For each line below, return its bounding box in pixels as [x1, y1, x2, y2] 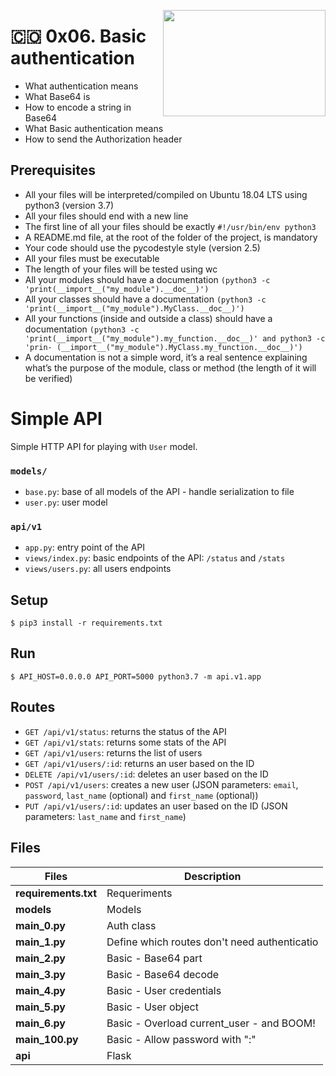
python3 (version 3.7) [24, 199, 114, 211]
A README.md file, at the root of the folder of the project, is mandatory [24, 231, 318, 243]
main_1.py [15, 935, 66, 949]
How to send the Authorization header [24, 133, 183, 145]
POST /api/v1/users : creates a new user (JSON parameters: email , [24, 778, 299, 790]
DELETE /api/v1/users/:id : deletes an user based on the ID [24, 768, 269, 780]
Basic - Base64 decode [106, 967, 220, 981]
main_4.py [15, 983, 66, 997]
